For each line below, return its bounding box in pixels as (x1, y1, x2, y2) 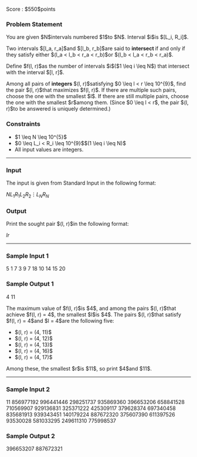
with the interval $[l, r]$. (6, 69, 64, 76)
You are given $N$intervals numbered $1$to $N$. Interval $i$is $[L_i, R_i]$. (6, 34, 189, 41)
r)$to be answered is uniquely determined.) (6, 105, 111, 112)
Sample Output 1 (6, 280, 54, 288)
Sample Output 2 (6, 432, 55, 440)
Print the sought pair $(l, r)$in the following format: (6, 220, 129, 227)
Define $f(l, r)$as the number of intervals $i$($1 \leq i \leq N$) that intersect (6, 62, 189, 70)
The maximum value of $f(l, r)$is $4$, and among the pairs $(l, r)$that (6, 305, 176, 312)
